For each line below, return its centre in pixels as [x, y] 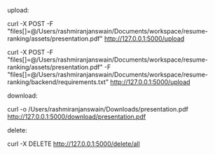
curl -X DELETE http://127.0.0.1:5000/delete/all [74, 144]
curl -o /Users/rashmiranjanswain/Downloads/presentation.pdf [98, 109]
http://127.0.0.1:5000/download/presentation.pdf [77, 116]
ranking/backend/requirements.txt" [58, 82]
